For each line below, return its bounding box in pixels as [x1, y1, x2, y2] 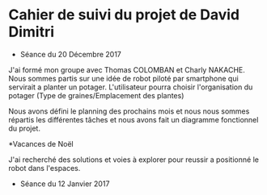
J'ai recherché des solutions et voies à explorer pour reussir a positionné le [8, 155, 259, 164]
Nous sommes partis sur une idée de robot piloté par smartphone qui [8, 73, 239, 83]
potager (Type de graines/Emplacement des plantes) [8, 90, 184, 100]
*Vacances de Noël [8, 139, 74, 148]
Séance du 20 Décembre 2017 [19, 49, 121, 59]
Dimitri [8, 23, 55, 41]
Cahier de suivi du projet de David [8, 6, 240, 24]
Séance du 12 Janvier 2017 [19, 179, 110, 189]
